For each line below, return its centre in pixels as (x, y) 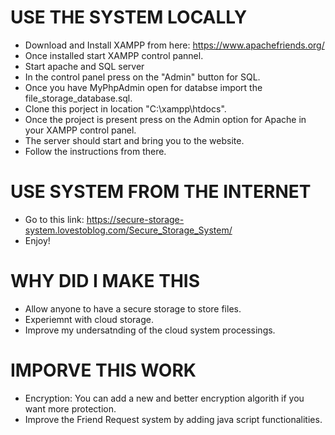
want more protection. (70, 408)
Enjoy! (37, 240)
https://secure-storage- (135, 219)
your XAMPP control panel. (80, 130)
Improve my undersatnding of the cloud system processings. (150, 330)
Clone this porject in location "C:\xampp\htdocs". (125, 108)
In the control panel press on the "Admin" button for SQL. (142, 77)
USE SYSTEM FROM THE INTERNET (161, 192)
